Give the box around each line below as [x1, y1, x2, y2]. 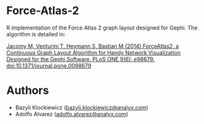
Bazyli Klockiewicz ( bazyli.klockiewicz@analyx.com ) [15, 104, 149, 111]
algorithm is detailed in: [6, 30, 66, 37]
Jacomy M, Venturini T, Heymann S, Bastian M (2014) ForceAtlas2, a [6, 42, 179, 50]
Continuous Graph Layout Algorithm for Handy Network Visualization [6, 48, 181, 56]
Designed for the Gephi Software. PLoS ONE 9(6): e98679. [6, 55, 155, 63]
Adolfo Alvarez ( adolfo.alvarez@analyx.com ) [15, 110, 128, 117]
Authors [6, 83, 49, 98]
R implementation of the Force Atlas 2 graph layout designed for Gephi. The [6, 24, 198, 31]
